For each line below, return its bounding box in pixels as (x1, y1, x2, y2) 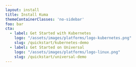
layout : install (5, 7, 39, 13)
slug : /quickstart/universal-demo (14, 54, 87, 59)
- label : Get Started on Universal (10, 45, 85, 50)
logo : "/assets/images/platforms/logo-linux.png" (14, 49, 121, 54)
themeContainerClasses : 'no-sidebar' (5, 17, 85, 22)
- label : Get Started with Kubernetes (10, 31, 92, 36)
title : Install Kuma (5, 12, 49, 17)
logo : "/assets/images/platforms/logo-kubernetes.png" (14, 36, 132, 41)
